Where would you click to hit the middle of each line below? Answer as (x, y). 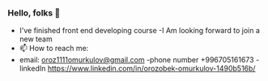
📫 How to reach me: (54, 49)
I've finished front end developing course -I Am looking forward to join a (140, 31)
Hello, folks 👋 (34, 13)
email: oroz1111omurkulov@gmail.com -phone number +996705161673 (136, 60)
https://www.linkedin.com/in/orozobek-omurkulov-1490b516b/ (151, 69)
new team (36, 39)
